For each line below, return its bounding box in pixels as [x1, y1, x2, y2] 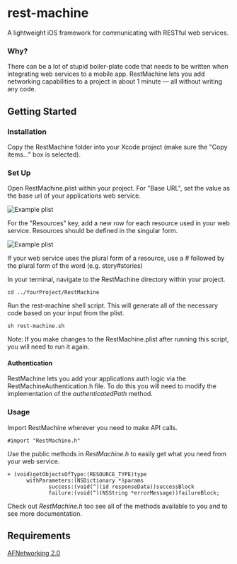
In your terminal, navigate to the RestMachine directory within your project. [7, 275, 226, 284]
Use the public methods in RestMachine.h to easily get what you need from [7, 449, 227, 458]
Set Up [7, 168, 31, 178]
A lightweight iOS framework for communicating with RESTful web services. [7, 28, 229, 37]
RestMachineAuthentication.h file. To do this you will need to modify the [7, 382, 217, 390]
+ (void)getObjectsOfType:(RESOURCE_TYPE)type [7, 470, 147, 478]
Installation [7, 126, 47, 136]
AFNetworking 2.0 [7, 548, 61, 557]
